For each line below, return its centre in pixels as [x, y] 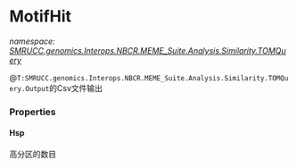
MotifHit [41, 17]
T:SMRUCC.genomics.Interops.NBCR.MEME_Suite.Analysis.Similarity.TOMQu [153, 78]
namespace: [32, 41]
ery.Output [29, 88]
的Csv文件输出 [76, 88]
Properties [33, 112]
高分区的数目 [33, 155]
